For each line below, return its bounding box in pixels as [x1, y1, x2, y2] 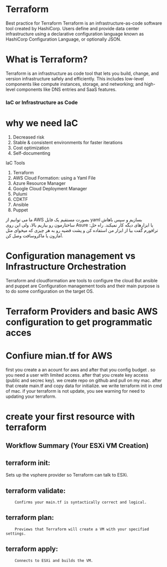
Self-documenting [12, 150, 50, 156]
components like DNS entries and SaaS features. [16, 86, 117, 92]
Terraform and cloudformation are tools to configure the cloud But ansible [5, 277, 158, 283]
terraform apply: [5, 545, 58, 553]
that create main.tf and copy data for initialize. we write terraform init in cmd [5, 383, 162, 389]
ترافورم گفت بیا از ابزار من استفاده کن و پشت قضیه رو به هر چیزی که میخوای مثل [5, 227, 158, 233]
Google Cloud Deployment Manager [12, 185, 87, 191]
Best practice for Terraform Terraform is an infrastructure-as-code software [5, 20, 162, 26]
